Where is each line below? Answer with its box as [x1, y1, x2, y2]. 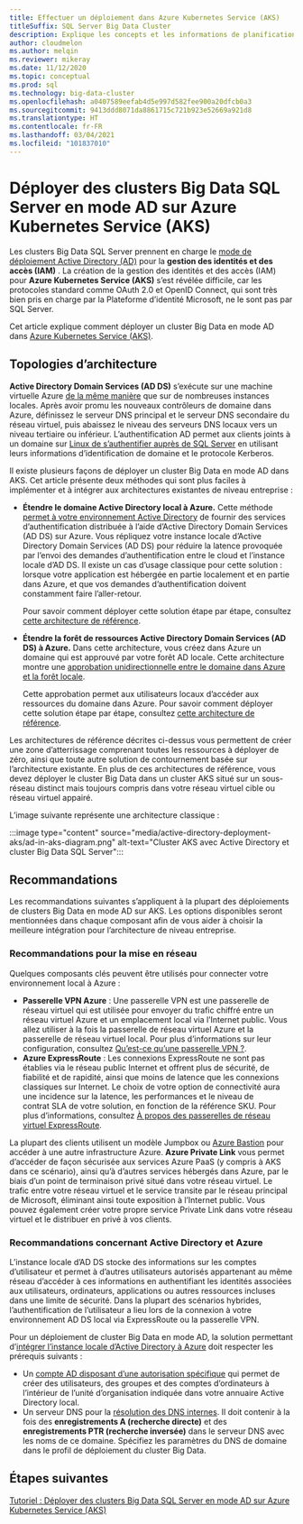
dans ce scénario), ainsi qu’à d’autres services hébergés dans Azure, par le [9, 1165, 289, 1177]
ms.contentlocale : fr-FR [9, 123, 103, 132]
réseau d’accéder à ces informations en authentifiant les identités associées [9, 1275, 292, 1286]
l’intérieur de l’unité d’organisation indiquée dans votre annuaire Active [22, 1387, 284, 1398]
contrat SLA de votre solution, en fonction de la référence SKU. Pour [22, 1100, 277, 1111]
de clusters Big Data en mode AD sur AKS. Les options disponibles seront [9, 905, 283, 916]
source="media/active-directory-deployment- [100, 827, 271, 838]
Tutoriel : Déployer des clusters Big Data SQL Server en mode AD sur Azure [9, 1494, 290, 1506]
